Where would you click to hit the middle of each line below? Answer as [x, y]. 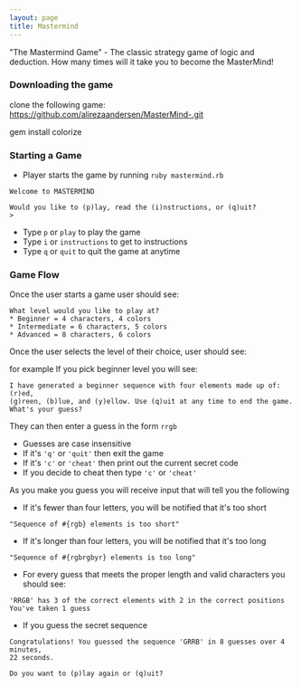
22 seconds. [32, 658]
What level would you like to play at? [85, 311]
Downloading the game [61, 85]
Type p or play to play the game [81, 233]
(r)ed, [22, 394]
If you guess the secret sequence [85, 625]
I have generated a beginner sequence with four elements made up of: [145, 386]
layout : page [34, 18]
